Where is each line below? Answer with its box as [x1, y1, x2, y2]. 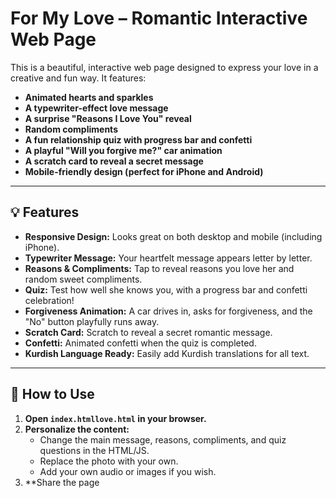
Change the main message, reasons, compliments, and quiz [39, 433, 287, 446]
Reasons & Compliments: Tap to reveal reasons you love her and [24, 262, 295, 274]
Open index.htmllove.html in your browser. [24, 412, 207, 424]
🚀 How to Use [10, 386, 95, 403]
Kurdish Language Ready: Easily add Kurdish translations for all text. [24, 347, 310, 359]
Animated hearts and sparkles [24, 91, 154, 103]
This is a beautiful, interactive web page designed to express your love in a [10, 61, 319, 73]
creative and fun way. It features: [10, 72, 147, 84]
